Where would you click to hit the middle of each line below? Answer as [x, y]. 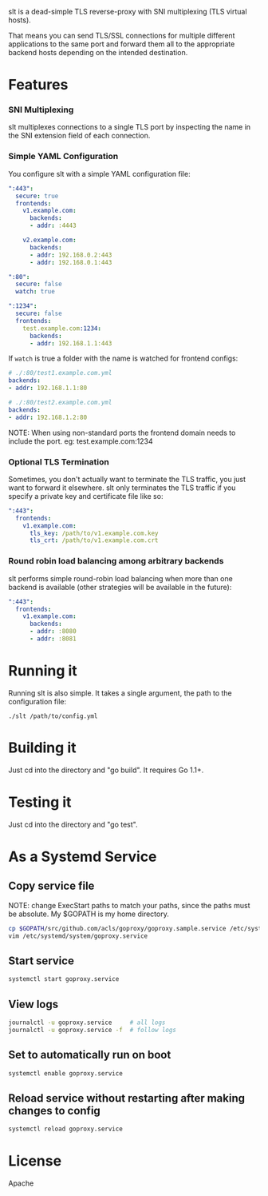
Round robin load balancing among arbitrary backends [116, 561]
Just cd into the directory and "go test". [73, 824]
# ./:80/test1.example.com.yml [60, 373]
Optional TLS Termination [59, 461]
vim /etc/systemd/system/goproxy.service [78, 936]
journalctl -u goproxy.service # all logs [87, 1023]
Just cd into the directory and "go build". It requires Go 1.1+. [106, 770]
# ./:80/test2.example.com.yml [60, 403]
